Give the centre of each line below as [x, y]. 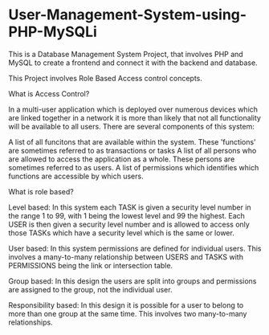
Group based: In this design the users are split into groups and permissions [132, 281]
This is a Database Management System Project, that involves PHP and [126, 54]
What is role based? [41, 191]
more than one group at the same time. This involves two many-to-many [128, 313]
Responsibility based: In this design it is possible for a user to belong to [126, 305]
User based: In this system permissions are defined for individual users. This [135, 248]
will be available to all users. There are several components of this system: [131, 126]
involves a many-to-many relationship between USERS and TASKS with [126, 257]
